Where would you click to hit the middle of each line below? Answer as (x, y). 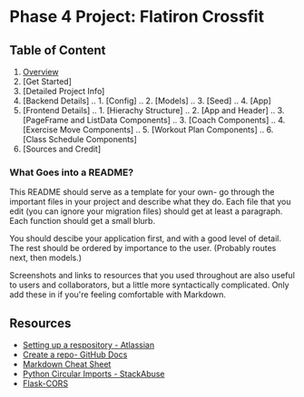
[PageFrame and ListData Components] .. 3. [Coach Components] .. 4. (154, 120)
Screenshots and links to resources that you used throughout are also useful (152, 276)
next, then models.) (46, 258)
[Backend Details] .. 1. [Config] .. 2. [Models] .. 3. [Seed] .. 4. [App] (147, 101)
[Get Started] (47, 82)
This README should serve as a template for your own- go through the (142, 192)
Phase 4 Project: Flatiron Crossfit (137, 17)
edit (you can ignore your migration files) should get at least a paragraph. (146, 211)
